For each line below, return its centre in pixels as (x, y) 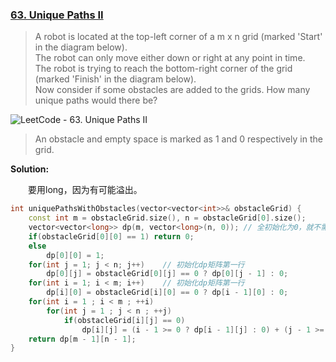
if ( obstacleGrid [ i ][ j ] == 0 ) (124, 320)
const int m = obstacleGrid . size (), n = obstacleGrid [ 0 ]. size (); (167, 218)
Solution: (30, 169)
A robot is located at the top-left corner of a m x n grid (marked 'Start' (178, 37)
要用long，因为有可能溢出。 (85, 190)
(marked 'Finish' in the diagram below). (115, 79)
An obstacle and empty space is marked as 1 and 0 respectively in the (178, 139)
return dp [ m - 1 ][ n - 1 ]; (82, 339)
